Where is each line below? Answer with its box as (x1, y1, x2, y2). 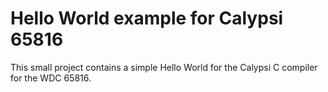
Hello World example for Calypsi (10, 7, 284, 30)
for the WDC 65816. (10, 72, 92, 84)
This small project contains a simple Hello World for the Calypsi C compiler (10, 61, 318, 73)
